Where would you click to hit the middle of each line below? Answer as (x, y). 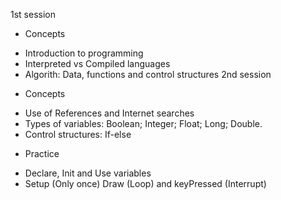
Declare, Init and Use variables (88, 173)
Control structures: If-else (78, 134)
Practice (42, 153)
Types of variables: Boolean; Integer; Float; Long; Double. (143, 123)
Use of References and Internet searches (109, 113)
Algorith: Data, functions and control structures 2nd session (148, 74)
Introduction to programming (84, 53)
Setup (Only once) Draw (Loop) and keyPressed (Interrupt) (145, 183)
